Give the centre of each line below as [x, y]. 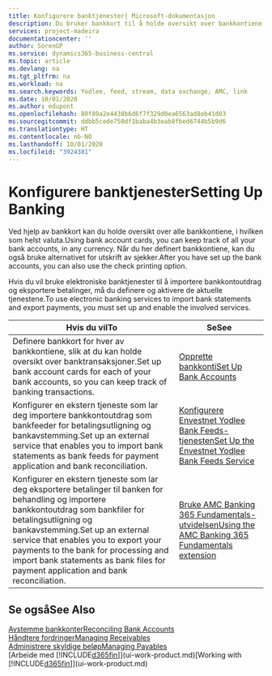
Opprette [196, 356]
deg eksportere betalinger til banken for [88, 489]
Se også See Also [52, 609]
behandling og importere [59, 500]
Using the [237, 525]
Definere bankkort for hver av [68, 342]
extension [198, 555]
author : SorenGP [36, 46]
